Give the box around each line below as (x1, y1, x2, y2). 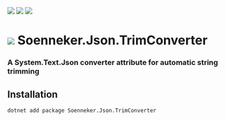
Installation (7, 88, 58, 100)
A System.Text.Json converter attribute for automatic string (7, 57, 219, 67)
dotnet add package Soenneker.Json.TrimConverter (7, 107, 157, 114)
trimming (7, 67, 40, 76)
